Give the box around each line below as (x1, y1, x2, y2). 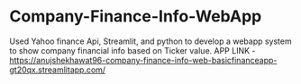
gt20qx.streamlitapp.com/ (9, 64, 106, 75)
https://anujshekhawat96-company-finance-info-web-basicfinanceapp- (9, 55, 278, 65)
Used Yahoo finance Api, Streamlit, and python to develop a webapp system (9, 36, 292, 46)
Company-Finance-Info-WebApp (9, 6, 262, 27)
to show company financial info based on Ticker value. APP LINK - (9, 45, 256, 55)
